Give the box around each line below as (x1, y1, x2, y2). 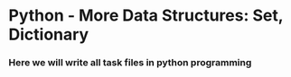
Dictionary (8, 24, 89, 45)
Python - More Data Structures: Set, (8, 5, 284, 26)
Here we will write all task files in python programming (8, 56, 252, 69)
